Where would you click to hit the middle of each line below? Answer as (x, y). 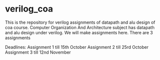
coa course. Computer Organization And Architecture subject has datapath (80, 27)
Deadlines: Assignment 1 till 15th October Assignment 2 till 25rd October (77, 47)
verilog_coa (29, 9)
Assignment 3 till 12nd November (38, 52)
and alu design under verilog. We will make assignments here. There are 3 (79, 32)
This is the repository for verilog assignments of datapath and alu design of (80, 22)
